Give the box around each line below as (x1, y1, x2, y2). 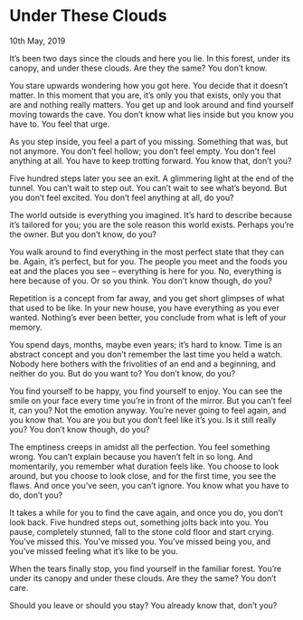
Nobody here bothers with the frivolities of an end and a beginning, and (9, 358, 276, 369)
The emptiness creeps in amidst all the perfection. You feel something (9, 441, 270, 453)
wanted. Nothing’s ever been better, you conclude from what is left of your (9, 311, 287, 322)
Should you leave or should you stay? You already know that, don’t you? (9, 599, 278, 611)
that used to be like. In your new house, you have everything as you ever (9, 302, 280, 313)
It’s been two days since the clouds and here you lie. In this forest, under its (9, 52, 291, 63)
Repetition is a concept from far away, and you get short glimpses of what (9, 292, 285, 303)
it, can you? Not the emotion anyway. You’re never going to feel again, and (9, 405, 287, 415)
